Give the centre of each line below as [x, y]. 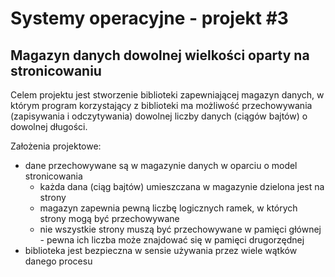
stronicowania [53, 176]
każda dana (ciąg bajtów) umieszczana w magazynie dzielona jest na [182, 186]
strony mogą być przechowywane [109, 218]
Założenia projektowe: [56, 146]
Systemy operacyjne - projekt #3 [149, 18]
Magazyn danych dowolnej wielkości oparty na [160, 55]
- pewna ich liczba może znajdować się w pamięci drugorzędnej [172, 240]
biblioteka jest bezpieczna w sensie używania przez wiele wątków [161, 250]
